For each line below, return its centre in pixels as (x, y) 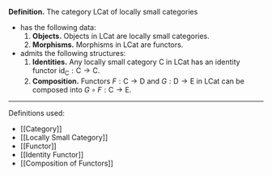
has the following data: (58, 27)
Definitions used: (36, 113)
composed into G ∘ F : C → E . (82, 89)
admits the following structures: (73, 53)
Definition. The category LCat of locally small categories (103, 12)
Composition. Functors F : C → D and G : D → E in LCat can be (138, 81)
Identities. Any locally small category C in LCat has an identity (136, 62)
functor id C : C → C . (66, 71)
